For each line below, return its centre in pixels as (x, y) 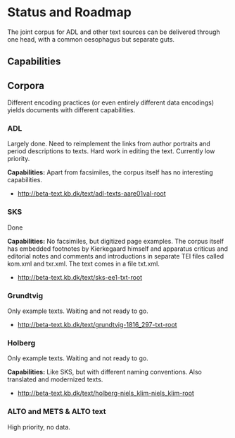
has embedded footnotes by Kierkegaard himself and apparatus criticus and (118, 249)
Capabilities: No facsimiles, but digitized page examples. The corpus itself (115, 241)
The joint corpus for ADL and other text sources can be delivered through (114, 32)
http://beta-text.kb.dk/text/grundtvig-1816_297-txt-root (97, 325)
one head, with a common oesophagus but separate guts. (91, 39)
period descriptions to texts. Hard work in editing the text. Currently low (111, 151)
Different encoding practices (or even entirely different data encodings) (111, 102)
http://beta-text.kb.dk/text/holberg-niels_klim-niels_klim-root (106, 393)
